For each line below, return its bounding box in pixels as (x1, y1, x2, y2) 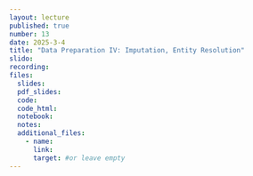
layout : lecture (9, 12, 69, 22)
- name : (25, 137, 53, 146)
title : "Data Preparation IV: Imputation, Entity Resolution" (9, 46, 245, 55)
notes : (17, 121, 42, 130)
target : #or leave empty (32, 153, 126, 163)
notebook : (17, 112, 53, 121)
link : (32, 145, 53, 154)
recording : (9, 63, 50, 72)
